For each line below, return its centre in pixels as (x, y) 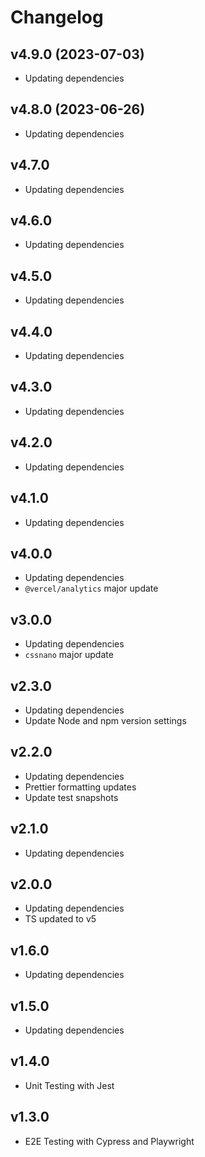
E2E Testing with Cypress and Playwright (109, 1141)
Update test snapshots (71, 797)
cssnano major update (69, 655)
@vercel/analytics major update (91, 588)
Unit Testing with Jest (69, 1085)
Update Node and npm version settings (105, 720)
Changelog (57, 17)
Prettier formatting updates (80, 787)
